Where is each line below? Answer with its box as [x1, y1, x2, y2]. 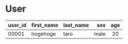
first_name [31, 21, 58, 29]
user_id [8, 21, 27, 29]
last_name [63, 21, 89, 29]
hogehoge [31, 30, 56, 37]
